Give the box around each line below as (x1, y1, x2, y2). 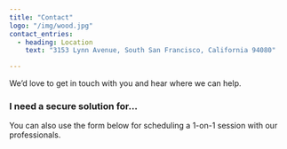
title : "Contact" (9, 12, 74, 22)
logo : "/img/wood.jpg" (9, 21, 93, 30)
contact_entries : (9, 29, 74, 38)
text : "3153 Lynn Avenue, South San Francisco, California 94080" (25, 46, 276, 55)
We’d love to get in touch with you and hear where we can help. (9, 78, 242, 89)
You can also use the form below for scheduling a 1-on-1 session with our (9, 121, 278, 131)
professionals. (9, 129, 61, 140)
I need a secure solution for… (9, 100, 138, 113)
